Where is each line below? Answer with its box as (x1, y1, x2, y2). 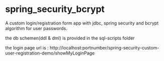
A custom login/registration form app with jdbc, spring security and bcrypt (5, 20, 159, 26)
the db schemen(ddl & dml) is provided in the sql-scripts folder (5, 35, 135, 41)
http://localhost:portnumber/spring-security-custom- (49, 44, 159, 50)
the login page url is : (5, 44, 49, 50)
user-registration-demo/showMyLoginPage (5, 50, 95, 56)
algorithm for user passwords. (5, 25, 68, 31)
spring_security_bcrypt (5, 3, 105, 15)
